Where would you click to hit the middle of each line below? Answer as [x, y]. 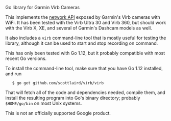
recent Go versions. [26, 58]
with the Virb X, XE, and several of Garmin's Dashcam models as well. [79, 28]
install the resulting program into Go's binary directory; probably [73, 98]
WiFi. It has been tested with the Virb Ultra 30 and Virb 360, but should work [86, 23]
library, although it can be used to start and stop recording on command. [82, 43]
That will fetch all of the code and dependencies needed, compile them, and [86, 93]
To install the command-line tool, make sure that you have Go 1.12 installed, [84, 68]
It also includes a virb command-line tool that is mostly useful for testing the [86, 38]
